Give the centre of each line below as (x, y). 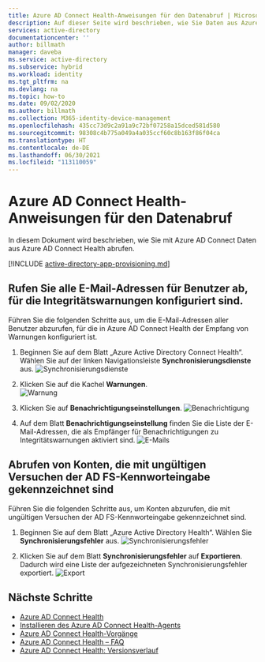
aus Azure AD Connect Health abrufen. (71, 249)
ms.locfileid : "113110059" (52, 163)
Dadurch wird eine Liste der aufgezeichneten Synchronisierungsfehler (133, 564)
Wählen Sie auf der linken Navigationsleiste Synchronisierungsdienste (135, 360)
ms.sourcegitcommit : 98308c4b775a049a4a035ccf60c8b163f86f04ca (114, 133)
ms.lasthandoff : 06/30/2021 (54, 155)
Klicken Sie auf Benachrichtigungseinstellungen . (101, 408)
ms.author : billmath (42, 111)
